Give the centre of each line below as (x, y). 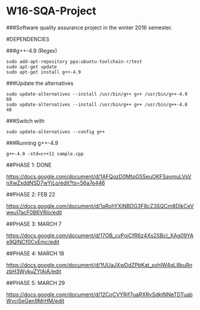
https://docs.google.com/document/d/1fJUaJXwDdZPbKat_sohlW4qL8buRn (99, 265)
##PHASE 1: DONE (29, 165)
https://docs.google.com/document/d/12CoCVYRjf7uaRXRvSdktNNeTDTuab (100, 294)
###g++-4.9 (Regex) (32, 50)
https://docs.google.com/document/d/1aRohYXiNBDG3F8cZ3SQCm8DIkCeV (100, 206)
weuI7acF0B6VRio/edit (34, 212)
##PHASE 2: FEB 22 (31, 194)
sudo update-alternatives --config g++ (56, 132)
